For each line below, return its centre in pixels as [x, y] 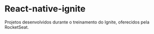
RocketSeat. [17, 27]
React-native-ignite [45, 9]
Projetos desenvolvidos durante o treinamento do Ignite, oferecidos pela [77, 22]
